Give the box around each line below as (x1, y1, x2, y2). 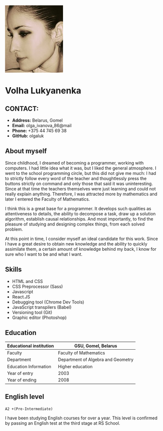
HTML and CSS (12, 278, 43, 284)
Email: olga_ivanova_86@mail (12, 123, 72, 128)
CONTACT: (5, 104, 39, 112)
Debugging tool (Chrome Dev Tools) (12, 299, 84, 305)
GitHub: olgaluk (12, 133, 44, 139)
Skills (5, 265, 22, 274)
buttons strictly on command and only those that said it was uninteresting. (5, 181, 153, 187)
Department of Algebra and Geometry (58, 356, 134, 363)
